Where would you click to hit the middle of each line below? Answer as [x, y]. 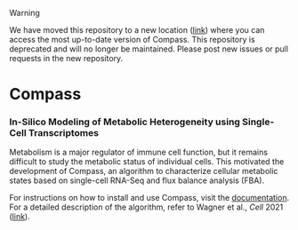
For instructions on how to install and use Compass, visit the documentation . [149, 198]
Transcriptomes [64, 133]
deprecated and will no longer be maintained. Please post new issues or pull [149, 49]
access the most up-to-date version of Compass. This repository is [132, 40]
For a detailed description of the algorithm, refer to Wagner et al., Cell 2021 [146, 207]
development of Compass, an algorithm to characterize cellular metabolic [144, 171]
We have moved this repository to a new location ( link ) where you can [137, 30]
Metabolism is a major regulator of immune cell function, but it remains [139, 152]
